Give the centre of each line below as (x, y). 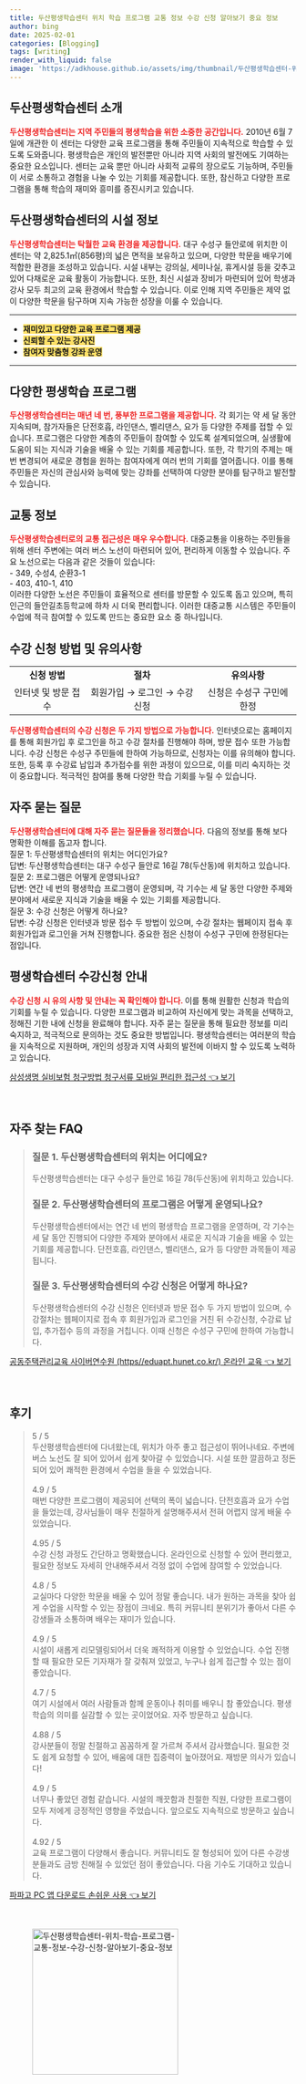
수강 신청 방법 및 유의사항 (76, 648)
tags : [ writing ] (40, 52)
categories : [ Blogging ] (55, 43)
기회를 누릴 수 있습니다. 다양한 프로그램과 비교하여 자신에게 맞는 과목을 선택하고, (152, 1011)
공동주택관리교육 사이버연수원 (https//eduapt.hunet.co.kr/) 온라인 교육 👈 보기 (150, 1361)
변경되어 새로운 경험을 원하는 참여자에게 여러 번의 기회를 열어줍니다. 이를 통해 (156, 461)
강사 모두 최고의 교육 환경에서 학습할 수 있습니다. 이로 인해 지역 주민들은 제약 (145, 289)
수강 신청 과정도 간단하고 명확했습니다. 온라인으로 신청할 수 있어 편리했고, (162, 1554)
